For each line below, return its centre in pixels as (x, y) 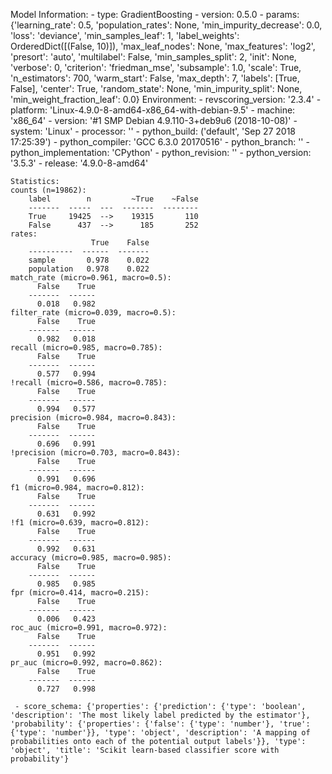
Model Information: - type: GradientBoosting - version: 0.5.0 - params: (155, 14)
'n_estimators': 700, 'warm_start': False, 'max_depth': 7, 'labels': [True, (155, 78)
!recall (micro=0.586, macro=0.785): (89, 383)
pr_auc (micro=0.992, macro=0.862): (86, 663)
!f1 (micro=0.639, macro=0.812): (80, 523)
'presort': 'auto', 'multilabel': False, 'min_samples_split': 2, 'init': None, (153, 57)
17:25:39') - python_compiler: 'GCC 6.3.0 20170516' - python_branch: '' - (160, 142)
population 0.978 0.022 (89, 269)
